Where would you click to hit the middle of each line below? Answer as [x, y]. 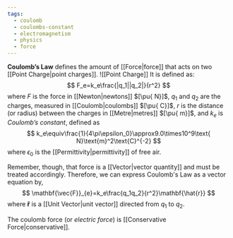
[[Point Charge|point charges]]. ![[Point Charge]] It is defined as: [101, 74]
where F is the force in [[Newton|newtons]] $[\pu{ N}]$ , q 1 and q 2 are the [114, 97]
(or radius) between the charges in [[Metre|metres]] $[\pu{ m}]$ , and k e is [115, 114]
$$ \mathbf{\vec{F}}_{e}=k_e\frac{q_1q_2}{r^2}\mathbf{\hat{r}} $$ [119, 193]
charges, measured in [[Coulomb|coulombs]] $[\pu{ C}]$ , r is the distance [115, 105]
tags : [15, 14]
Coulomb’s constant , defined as [54, 122]
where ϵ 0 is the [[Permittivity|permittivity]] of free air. [84, 153]
